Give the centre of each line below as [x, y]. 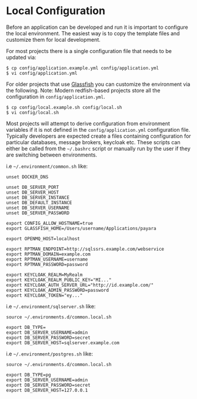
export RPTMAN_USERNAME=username [47, 259]
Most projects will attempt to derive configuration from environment [88, 123]
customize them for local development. [54, 39]
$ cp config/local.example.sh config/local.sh [64, 107]
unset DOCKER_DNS [27, 177]
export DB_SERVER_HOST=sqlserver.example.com [63, 343]
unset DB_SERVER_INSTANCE [38, 197]
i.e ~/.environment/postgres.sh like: [49, 354]
